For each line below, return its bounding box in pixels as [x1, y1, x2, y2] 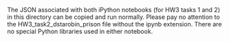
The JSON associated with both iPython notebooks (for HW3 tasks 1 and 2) [7, 6, 220, 14]
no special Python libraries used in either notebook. [7, 27, 153, 35]
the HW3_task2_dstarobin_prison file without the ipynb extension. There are [7, 20, 222, 28]
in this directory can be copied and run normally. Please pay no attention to [7, 13, 220, 21]
